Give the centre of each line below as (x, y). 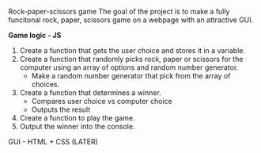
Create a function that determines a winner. (91, 93)
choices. (45, 84)
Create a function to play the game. (77, 118)
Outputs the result (61, 109)
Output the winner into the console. (77, 126)
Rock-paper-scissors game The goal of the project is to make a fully (119, 11)
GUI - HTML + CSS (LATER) (53, 142)
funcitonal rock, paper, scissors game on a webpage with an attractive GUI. (131, 20)
